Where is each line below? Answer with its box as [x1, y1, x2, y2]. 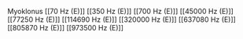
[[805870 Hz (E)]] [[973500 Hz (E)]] [7, 23, 123, 32]
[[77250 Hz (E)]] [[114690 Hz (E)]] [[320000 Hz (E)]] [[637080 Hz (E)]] [7, 15, 237, 24]
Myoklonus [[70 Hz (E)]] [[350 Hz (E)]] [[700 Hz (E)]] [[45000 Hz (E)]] [7, 7, 234, 16]
